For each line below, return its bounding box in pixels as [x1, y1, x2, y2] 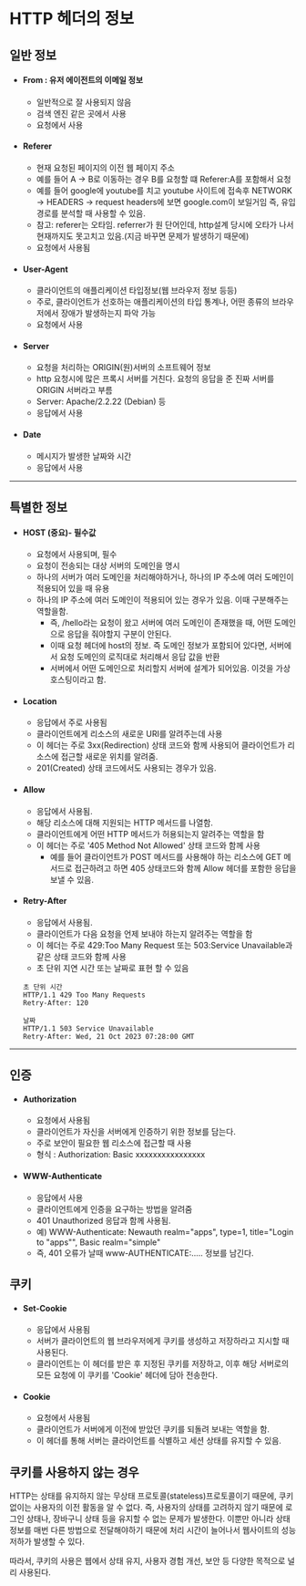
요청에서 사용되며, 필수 [36, 549, 117, 560]
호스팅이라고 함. [49, 674, 107, 685]
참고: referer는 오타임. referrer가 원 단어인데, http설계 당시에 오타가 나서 [36, 219, 294, 230]
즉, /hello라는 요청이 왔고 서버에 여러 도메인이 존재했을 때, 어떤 [49, 617, 272, 628]
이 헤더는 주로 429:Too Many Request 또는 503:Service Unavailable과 [36, 939, 293, 950]
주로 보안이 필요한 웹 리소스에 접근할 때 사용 [36, 1137, 192, 1149]
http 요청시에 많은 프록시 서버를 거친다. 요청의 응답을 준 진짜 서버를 [36, 373, 275, 384]
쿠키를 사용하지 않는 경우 [9, 1465, 139, 1480]
